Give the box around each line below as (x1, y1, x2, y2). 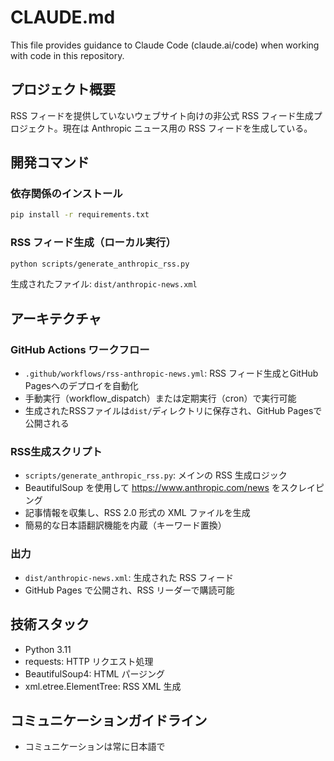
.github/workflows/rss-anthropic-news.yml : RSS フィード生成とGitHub (24, 367, 319, 380)
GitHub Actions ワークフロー (10, 342, 150, 356)
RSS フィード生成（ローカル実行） (10, 236, 177, 250)
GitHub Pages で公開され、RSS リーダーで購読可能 (24, 584, 235, 596)
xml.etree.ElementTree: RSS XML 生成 (24, 680, 182, 692)
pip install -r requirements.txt (10, 210, 150, 220)
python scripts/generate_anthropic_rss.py (10, 259, 190, 269)
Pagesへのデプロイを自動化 (24, 380, 139, 392)
